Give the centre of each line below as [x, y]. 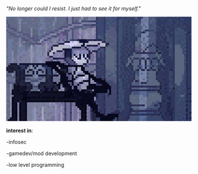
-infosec [16, 142]
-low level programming [35, 165]
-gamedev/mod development [41, 153]
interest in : [20, 130]
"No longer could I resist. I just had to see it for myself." [74, 9]
